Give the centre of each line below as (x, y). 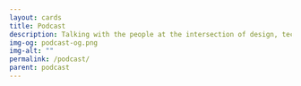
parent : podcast (39, 68)
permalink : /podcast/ (50, 59)
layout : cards (36, 17)
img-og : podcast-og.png (54, 43)
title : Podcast (38, 26)
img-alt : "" (31, 51)
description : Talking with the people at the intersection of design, (144, 34)
